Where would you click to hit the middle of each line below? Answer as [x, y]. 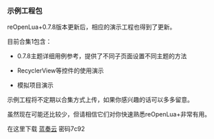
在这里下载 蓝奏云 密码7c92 [46, 129]
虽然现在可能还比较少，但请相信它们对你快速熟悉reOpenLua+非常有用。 [109, 114]
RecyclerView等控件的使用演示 [60, 71]
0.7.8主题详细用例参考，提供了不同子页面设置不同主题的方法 [102, 56]
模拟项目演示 [35, 85]
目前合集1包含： [29, 42]
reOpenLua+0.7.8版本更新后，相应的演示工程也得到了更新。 [92, 27]
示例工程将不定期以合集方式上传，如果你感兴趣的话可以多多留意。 [100, 100]
